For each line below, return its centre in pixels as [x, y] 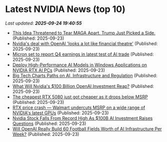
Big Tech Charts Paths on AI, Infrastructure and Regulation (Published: [85, 75]
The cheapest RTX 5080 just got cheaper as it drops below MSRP [80, 97]
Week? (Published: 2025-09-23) [46, 134]
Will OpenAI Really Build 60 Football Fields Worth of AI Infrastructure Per [87, 128]
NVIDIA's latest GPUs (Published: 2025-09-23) [60, 113]
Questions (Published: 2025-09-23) [49, 123]
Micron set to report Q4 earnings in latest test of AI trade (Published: [83, 54]
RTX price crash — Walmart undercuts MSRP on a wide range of [79, 107]
